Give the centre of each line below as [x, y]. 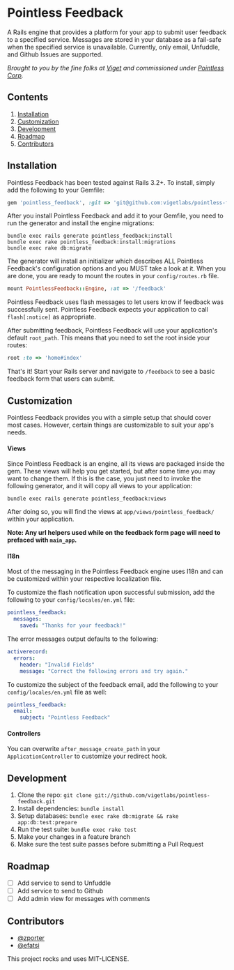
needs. [17, 432]
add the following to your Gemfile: [56, 190]
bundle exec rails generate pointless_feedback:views [87, 499]
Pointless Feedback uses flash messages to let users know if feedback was [116, 302]
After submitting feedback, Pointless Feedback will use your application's [112, 331]
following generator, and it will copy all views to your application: [100, 486]
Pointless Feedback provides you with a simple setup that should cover [109, 417]
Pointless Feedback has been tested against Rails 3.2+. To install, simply [111, 182]
